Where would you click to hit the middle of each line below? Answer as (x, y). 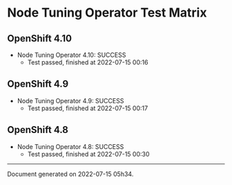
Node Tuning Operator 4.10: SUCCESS (71, 55)
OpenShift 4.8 (38, 130)
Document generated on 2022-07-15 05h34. (70, 174)
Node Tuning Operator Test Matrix (107, 13)
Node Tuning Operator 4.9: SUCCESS (70, 100)
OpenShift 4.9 (38, 84)
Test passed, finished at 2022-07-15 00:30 (88, 154)
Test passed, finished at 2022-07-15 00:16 (88, 62)
